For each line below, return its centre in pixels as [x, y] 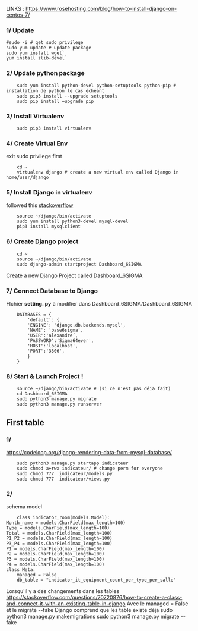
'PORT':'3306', [46, 351]
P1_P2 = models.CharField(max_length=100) [59, 539]
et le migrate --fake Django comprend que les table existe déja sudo [90, 610]
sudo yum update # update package [49, 48]
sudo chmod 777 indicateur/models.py [65, 474]
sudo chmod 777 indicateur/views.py [63, 479]
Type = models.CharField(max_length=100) [58, 528]
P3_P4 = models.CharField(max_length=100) [59, 544]
